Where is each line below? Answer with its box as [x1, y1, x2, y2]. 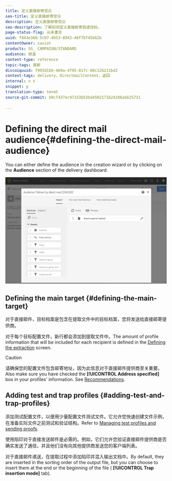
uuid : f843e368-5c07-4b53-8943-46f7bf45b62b [5, 35, 102, 41]
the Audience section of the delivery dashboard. [5, 167, 109, 173]
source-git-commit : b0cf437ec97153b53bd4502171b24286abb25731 [5, 95, 141, 100]
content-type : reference [5, 57, 58, 62]
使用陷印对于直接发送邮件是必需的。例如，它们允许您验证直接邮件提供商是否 [5, 436, 167, 442]
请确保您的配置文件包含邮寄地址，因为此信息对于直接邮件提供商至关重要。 [5, 365, 162, 371]
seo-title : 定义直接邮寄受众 [5, 13, 61, 19]
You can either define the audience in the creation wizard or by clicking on [5, 162, 162, 168]
